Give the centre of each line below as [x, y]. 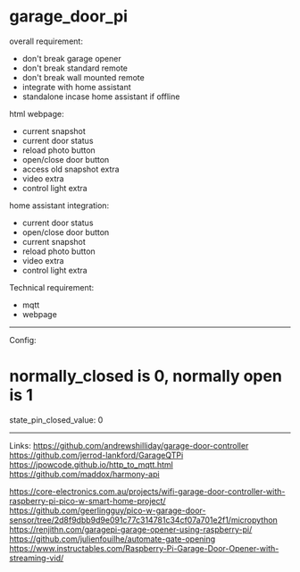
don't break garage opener [72, 58]
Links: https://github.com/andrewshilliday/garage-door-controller [129, 445]
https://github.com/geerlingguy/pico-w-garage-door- [108, 510]
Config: [23, 340]
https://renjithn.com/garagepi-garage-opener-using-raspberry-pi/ [131, 529]
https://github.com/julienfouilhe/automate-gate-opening [112, 539]
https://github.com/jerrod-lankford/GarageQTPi [96, 455]
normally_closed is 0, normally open [146, 376]
